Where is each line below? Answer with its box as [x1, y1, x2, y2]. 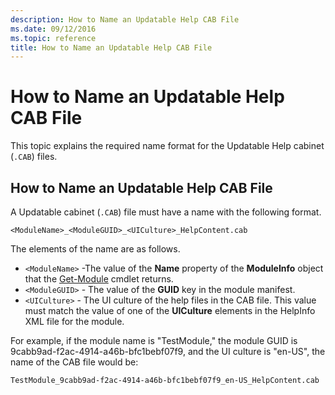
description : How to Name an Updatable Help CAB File [10, 14, 240, 25]
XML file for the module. [24, 316, 125, 327]
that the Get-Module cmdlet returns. [24, 273, 174, 285]
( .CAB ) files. [10, 151, 58, 163]
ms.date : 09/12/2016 [10, 24, 97, 34]
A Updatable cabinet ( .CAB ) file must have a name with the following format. [10, 206, 322, 218]
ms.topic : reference [10, 33, 97, 43]
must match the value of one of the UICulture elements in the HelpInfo [24, 305, 316, 316]
